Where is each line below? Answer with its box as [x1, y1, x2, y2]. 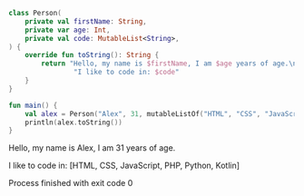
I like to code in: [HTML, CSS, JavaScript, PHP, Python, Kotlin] [8, 160, 240, 171]
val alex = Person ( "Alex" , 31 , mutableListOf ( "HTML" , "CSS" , [25, 109, 261, 118]
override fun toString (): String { [25, 51, 160, 60]
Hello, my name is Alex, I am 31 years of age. [8, 142, 176, 153]
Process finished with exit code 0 [8, 178, 133, 189]
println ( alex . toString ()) [25, 118, 123, 127]
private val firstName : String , [25, 16, 147, 26]
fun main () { [8, 101, 58, 110]
